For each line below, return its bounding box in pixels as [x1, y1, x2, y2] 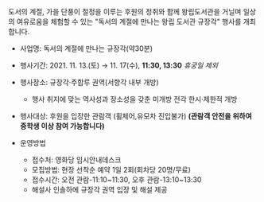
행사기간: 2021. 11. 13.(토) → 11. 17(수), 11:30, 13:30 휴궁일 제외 [19, 60, 219, 70]
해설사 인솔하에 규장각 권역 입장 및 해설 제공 [31, 185, 168, 194]
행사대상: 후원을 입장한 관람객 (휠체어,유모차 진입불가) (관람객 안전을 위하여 [19, 111, 252, 121]
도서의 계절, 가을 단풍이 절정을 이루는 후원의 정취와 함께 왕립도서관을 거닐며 [8, 7, 242, 16]
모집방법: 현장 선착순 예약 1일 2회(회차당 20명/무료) [31, 165, 191, 174]
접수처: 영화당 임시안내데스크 [31, 155, 122, 165]
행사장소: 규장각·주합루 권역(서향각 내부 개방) [19, 78, 159, 87]
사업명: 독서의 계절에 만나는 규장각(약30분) [19, 44, 153, 53]
